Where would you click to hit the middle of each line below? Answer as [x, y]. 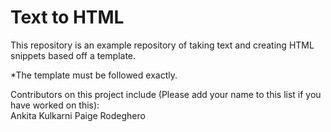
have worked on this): [55, 105]
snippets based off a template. [73, 55]
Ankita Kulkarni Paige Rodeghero [78, 115]
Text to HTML [67, 17]
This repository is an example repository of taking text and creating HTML [162, 45]
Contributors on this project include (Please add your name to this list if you [166, 94]
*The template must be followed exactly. [94, 75]
